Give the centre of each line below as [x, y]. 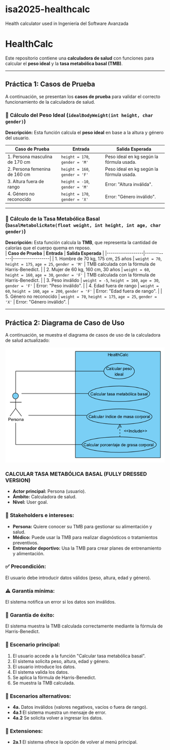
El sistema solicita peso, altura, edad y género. [61, 661]
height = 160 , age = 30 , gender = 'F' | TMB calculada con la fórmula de [80, 275]
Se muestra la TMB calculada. [44, 683]
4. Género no [21, 194]
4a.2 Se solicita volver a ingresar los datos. [58, 718]
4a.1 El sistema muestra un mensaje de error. [59, 712]
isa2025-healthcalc [48, 9]
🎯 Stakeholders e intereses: [40, 516]
